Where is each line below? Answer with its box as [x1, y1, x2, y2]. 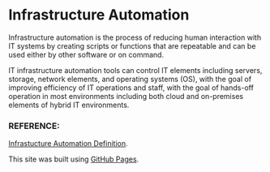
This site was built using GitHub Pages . [8, 154, 139, 164]
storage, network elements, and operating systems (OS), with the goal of [8, 74, 252, 84]
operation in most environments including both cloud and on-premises [8, 91, 244, 101]
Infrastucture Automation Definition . [8, 139, 128, 148]
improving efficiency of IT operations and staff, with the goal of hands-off [8, 83, 254, 92]
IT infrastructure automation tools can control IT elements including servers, [8, 65, 263, 75]
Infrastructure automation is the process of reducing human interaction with [8, 32, 262, 42]
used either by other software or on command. [8, 49, 165, 59]
